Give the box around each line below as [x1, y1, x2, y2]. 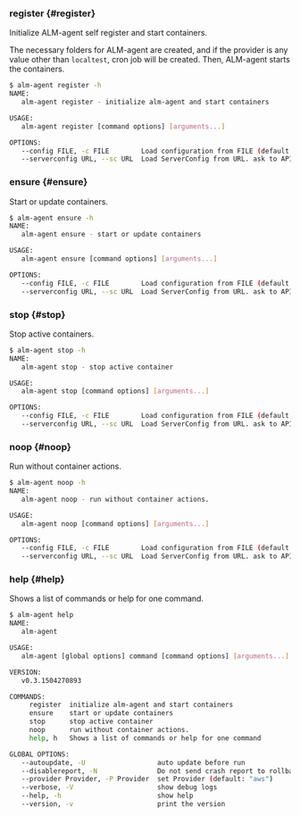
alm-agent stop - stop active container [21, 363, 174, 371]
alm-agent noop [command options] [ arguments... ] [21, 519, 210, 529]
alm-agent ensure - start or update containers [21, 230, 202, 239]
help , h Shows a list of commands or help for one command [29, 733, 262, 743]
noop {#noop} [9, 440, 71, 453]
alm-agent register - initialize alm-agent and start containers [21, 97, 270, 107]
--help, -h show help [21, 791, 194, 801]
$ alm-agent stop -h [9, 346, 87, 354]
